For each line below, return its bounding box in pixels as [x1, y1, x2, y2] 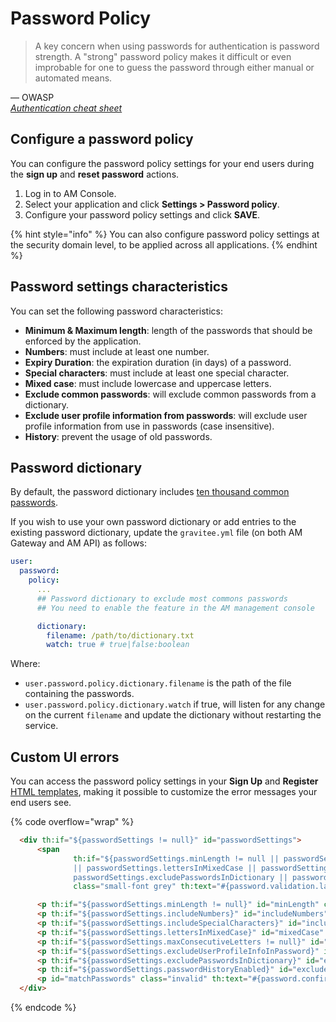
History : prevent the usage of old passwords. [24, 430, 213, 442]
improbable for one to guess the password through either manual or [34, 61, 315, 73]
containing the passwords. [24, 688, 135, 700]
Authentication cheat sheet [10, 102, 123, 114]
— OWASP [10, 91, 55, 103]
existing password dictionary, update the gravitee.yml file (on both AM [10, 527, 303, 539]
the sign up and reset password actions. [10, 168, 180, 180]
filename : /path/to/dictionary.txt [46, 630, 195, 641]
